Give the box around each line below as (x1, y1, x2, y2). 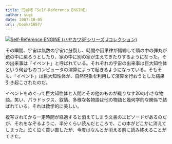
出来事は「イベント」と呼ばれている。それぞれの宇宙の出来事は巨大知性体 (9, 60, 167, 67)
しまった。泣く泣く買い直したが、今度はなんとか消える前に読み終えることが (5, 127, 167, 133)
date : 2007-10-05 (5, 17, 43, 22)
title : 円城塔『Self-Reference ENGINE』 (5, 7, 89, 13)
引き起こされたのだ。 (5, 79, 50, 86)
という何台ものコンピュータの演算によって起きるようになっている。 (5, 67, 149, 73)
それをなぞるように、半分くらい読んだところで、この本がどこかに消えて (14, 120, 167, 127)
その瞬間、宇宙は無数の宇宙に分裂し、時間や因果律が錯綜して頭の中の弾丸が (5, 47, 167, 54)
